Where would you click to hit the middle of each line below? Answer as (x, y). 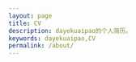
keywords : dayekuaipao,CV (52, 38)
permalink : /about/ (41, 46)
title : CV (25, 23)
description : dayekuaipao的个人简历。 (70, 31)
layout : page (30, 16)
